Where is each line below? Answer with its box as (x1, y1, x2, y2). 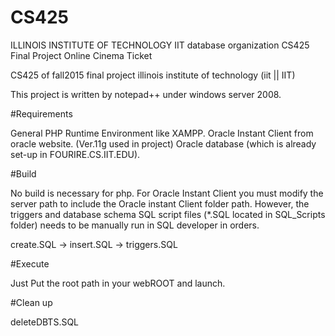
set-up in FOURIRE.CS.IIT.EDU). (10, 148, 141, 160)
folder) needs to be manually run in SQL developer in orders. (10, 219, 260, 231)
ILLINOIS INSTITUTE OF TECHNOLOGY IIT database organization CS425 (10, 39, 310, 51)
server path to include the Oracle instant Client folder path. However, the (10, 197, 310, 210)
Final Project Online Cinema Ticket (10, 49, 153, 61)
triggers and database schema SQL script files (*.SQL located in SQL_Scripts (10, 208, 326, 220)
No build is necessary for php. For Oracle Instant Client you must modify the (10, 187, 324, 199)
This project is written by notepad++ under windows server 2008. (10, 88, 282, 100)
